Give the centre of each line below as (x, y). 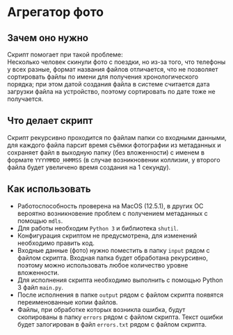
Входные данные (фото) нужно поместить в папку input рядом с (113, 250)
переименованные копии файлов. (67, 302)
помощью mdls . (40, 221)
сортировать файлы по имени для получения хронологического (103, 77)
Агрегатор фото (56, 12)
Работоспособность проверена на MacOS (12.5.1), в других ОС (110, 205)
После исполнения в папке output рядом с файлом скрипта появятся (120, 295)
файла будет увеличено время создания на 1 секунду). (89, 167)
